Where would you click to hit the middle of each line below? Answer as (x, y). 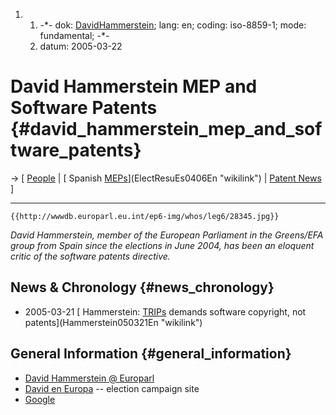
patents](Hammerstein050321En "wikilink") (113, 322)
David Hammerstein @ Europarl (89, 378)
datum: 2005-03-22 (81, 46)
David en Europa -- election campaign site (112, 388)
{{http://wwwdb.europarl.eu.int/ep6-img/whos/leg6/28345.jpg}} (145, 216)
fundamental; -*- (74, 35)
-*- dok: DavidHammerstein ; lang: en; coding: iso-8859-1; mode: (173, 25)
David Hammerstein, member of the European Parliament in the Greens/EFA (167, 235)
